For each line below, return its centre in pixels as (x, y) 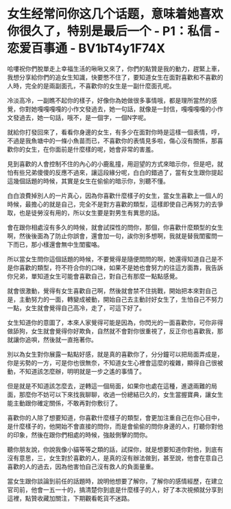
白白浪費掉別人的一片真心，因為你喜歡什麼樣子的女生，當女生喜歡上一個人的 (115, 196)
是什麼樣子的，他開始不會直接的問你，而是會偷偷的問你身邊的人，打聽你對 (112, 426)
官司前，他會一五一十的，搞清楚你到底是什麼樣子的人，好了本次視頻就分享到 (115, 489)
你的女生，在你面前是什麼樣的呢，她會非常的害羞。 (85, 149)
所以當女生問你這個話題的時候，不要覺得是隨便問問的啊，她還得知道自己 (109, 259)
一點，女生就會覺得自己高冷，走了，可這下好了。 (76, 308)
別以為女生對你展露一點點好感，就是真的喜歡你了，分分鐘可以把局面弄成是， (115, 354)
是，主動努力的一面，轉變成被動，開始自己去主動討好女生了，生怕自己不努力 (115, 299)
